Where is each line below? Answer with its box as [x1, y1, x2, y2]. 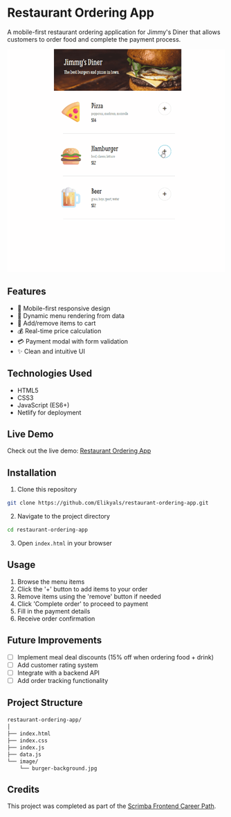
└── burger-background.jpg [19, 765, 98, 772]
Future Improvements [7, 634, 102, 646]
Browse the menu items [17, 578, 85, 586]
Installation [7, 466, 57, 478]
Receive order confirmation [17, 614, 95, 623]
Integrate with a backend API [17, 668, 100, 677]
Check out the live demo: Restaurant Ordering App [7, 446, 151, 455]
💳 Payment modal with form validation [17, 337, 128, 345]
